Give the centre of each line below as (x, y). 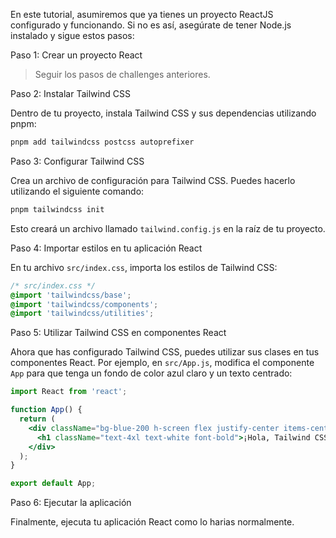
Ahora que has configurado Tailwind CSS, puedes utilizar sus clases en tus (165, 352)
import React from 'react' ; (69, 392)
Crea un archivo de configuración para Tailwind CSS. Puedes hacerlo (153, 180)
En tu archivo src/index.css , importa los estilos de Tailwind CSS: (144, 267)
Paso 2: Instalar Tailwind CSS (70, 93)
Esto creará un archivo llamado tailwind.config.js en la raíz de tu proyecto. (168, 228)
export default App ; (53, 484)
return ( (37, 419)
